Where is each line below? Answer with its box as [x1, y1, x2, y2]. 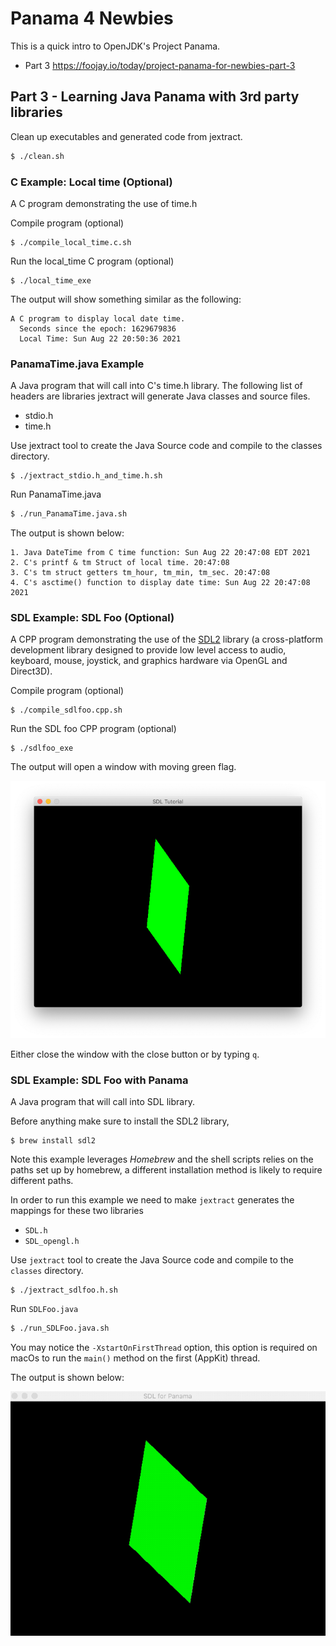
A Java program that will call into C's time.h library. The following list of [10, 380, 303, 392]
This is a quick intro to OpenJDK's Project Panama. [10, 40, 221, 52]
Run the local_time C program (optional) [10, 255, 175, 267]
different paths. [10, 1175, 74, 1187]
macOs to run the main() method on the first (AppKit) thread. [10, 1352, 261, 1364]
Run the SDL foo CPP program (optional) [10, 723, 177, 735]
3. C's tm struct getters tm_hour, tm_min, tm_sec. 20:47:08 [10, 568, 271, 578]
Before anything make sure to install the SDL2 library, [10, 1115, 230, 1127]
